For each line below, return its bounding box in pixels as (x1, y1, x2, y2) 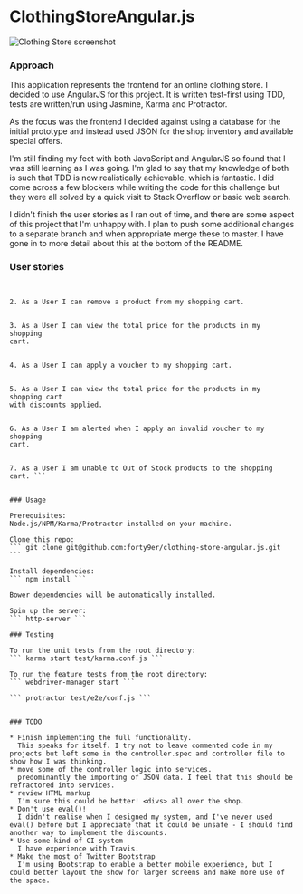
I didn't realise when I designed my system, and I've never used (17, 812, 273, 822)
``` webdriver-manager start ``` (9, 678, 136, 687)
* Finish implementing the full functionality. (9, 733, 193, 742)
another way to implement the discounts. (9, 828, 168, 837)
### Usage (9, 495, 47, 505)
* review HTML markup (9, 788, 91, 798)
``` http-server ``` (9, 614, 88, 623)
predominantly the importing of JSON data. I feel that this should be (17, 773, 294, 782)
